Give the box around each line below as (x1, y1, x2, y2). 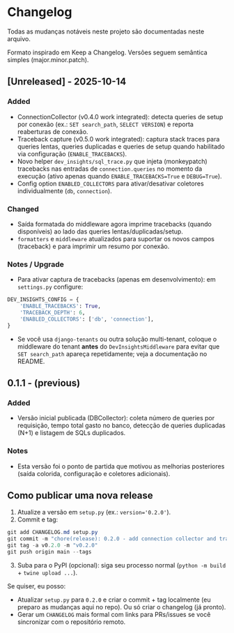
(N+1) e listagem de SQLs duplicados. (17, 429, 126, 437)
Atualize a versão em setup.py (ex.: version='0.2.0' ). (17, 508, 171, 517)
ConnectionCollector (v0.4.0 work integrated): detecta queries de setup (17, 112, 224, 121)
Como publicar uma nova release (7, 489, 153, 501)
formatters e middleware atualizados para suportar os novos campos (17, 234, 214, 243)
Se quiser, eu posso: (7, 581, 66, 590)
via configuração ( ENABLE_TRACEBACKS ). (17, 149, 127, 158)
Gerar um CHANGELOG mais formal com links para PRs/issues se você (17, 610, 211, 618)
